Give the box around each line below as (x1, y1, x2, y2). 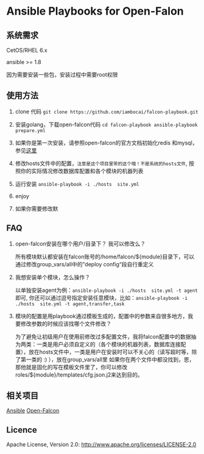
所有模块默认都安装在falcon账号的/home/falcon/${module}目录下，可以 (15, 253, 195, 260)
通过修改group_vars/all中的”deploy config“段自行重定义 (15, 260, 154, 268)
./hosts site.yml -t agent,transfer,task (15, 300, 125, 307)
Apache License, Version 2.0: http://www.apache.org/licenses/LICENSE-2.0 (6, 441, 197, 449)
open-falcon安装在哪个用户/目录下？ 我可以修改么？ (15, 239, 146, 247)
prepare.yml (15, 127, 46, 133)
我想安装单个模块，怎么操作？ (15, 273, 90, 281)
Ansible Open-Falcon (6, 407, 60, 414)
